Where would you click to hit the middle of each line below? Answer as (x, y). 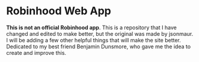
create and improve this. (36, 52)
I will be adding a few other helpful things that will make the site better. (94, 40)
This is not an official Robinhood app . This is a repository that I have (92, 27)
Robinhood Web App (59, 11)
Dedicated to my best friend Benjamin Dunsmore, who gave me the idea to (99, 46)
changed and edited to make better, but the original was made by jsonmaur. (100, 33)
